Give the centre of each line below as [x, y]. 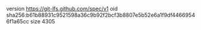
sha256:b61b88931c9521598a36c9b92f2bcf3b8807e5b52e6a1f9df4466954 [101, 15]
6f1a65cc [18, 21]
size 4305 [43, 21]
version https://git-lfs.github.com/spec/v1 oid [62, 9]
